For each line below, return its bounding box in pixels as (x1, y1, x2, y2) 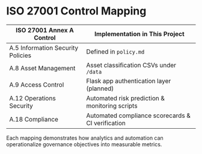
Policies (9, 51, 32, 60)
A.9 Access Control (9, 80, 64, 88)
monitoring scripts (86, 101, 138, 109)
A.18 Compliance (9, 115, 59, 123)
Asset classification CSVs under (86, 61, 176, 69)
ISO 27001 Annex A (16, 26, 74, 34)
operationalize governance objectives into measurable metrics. (6, 140, 162, 148)
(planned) (86, 84, 114, 93)
